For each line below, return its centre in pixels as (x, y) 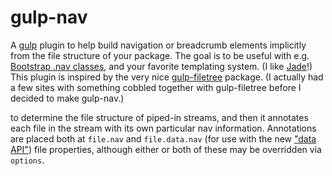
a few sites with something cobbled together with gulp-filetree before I (156, 87)
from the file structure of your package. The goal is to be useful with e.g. (160, 55)
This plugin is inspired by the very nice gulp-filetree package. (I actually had (167, 77)
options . (27, 160)
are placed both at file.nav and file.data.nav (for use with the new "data (163, 138)
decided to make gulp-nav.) (67, 98)
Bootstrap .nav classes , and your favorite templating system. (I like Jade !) (161, 66)
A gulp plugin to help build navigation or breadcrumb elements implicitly (158, 45)
